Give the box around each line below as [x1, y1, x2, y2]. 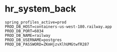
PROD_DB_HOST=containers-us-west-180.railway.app [5, 24, 112, 29]
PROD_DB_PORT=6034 [5, 28, 44, 33]
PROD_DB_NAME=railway [5, 33, 51, 38]
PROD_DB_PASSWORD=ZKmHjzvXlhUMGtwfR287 [5, 41, 90, 47]
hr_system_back [5, 3, 76, 15]
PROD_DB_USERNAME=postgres [5, 37, 62, 42]
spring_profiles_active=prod [5, 20, 67, 25]
